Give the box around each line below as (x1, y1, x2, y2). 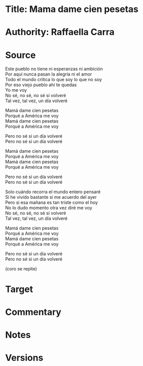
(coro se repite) (5, 266, 37, 272)
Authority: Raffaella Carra (5, 27, 115, 38)
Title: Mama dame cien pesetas (5, 4, 139, 15)
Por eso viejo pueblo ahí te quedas (5, 82, 77, 88)
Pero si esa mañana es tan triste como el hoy (5, 199, 98, 206)
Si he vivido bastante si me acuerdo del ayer (5, 194, 97, 200)
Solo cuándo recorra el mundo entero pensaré (5, 189, 101, 195)
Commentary (5, 306, 62, 317)
